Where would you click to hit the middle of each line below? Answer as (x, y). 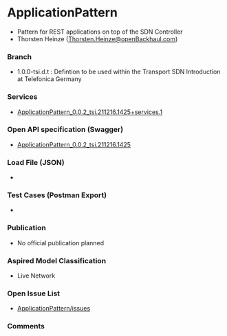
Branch (20, 56)
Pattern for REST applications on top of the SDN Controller (100, 32)
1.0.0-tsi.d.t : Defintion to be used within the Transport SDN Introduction (119, 72)
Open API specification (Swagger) (65, 130)
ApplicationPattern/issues (54, 309)
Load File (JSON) (36, 162)
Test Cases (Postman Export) (57, 195)
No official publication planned (61, 243)
